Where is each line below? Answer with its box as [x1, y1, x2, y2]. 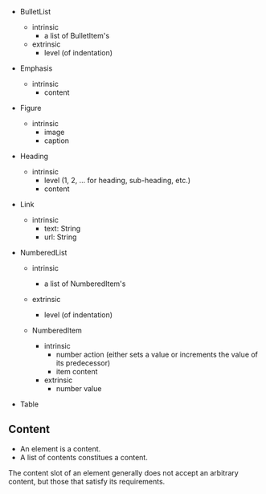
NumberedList [19, 248, 68, 257]
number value [55, 384, 102, 393]
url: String [43, 232, 77, 242]
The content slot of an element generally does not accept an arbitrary [8, 467, 239, 477]
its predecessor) [55, 358, 111, 368]
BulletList [19, 7, 51, 16]
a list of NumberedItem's [43, 279, 126, 288]
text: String [43, 224, 81, 233]
